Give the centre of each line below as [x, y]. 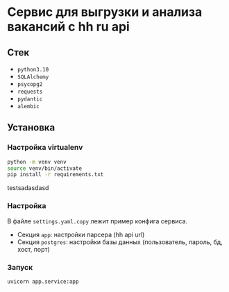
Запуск [20, 267]
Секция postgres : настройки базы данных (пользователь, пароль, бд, [120, 242]
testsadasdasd [28, 188]
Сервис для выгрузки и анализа [105, 12]
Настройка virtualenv [45, 148]
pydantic [30, 99]
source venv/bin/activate [44, 168]
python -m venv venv [37, 162]
